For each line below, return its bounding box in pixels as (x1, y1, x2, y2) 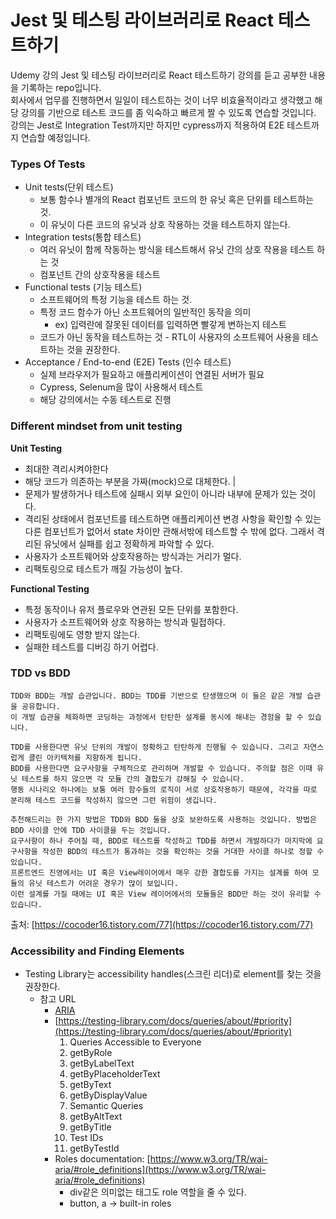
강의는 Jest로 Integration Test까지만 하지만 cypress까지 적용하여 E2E (10, 119, 285, 131)
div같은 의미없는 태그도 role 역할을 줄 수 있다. (69, 1186, 247, 1198)
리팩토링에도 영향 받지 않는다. (24, 628, 141, 640)
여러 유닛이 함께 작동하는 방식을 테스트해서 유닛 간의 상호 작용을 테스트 (39, 244, 315, 256)
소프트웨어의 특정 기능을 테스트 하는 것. (39, 294, 193, 306)
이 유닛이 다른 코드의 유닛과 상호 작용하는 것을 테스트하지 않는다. (39, 219, 291, 231)
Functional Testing (10, 582, 90, 595)
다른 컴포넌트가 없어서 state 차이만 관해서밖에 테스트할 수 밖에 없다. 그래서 (24, 525, 315, 537)
